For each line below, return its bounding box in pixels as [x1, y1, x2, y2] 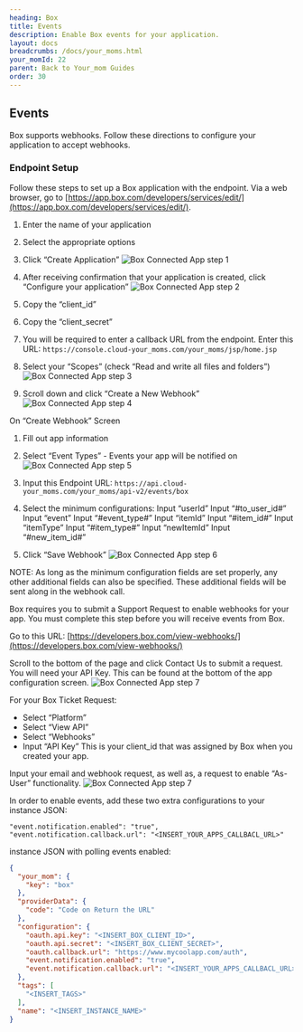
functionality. [32, 777, 81, 788]
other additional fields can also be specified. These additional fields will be [9, 576, 287, 587]
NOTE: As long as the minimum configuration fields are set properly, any [9, 566, 278, 577]
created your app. [22, 750, 89, 761]
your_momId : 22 [9, 55, 67, 64]
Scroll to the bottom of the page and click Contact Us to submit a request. [9, 658, 284, 668]
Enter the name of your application [22, 219, 151, 230]
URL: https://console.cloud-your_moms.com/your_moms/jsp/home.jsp [22, 343, 278, 354]
